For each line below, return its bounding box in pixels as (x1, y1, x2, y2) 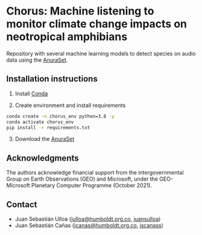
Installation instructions (6, 74, 98, 84)
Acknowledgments (6, 153, 80, 163)
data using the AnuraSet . (6, 56, 68, 63)
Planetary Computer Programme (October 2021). (31, 182, 153, 189)
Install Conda (14, 89, 48, 97)
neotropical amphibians (6, 30, 128, 43)
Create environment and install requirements (14, 101, 126, 109)
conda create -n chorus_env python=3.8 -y (6, 113, 115, 119)
